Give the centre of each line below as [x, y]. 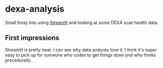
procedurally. [18, 60]
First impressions [32, 38]
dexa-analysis [35, 9]
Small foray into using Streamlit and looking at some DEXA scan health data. [82, 23]
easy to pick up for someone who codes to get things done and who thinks [81, 55]
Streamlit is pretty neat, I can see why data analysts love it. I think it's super [81, 49]
